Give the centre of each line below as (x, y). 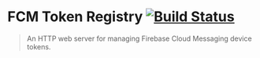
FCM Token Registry (75, 17)
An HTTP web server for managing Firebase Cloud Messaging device (139, 38)
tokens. (39, 46)
